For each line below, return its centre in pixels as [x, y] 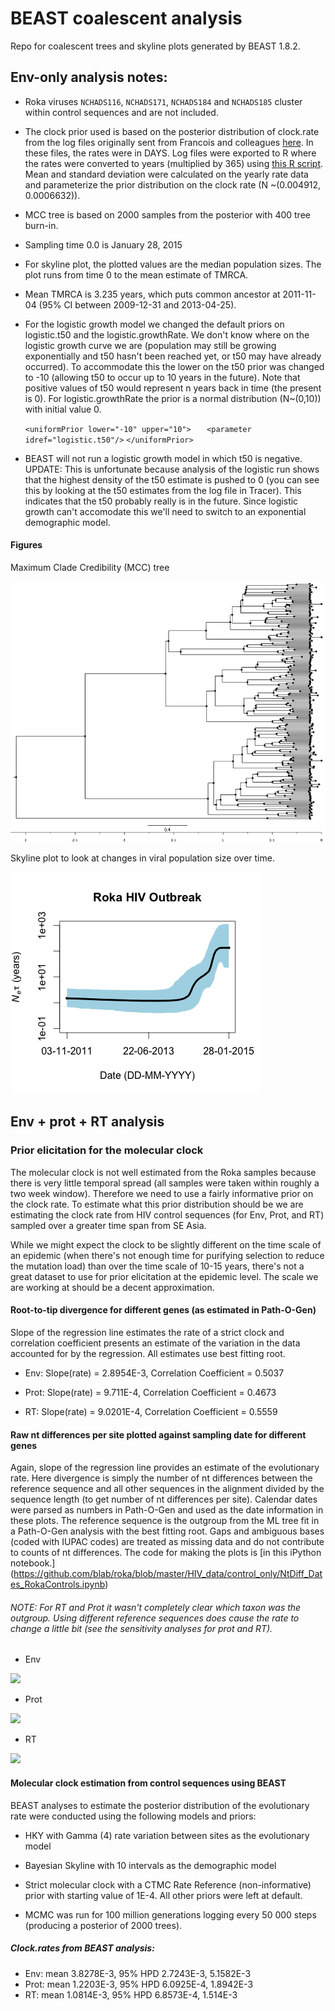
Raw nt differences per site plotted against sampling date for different [158, 1434]
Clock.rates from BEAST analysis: [82, 1948]
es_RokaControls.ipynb [58, 1584]
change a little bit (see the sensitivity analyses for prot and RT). [141, 1628]
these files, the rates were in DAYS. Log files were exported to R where [170, 153]
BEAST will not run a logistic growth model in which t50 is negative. [163, 458]
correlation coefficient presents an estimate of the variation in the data [155, 1343]
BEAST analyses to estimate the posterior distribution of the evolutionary [160, 1805]
